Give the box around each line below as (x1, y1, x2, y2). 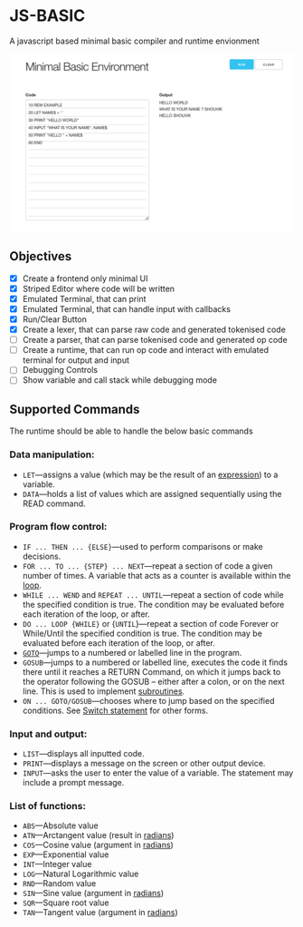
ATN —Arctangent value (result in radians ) (22, 830, 175, 841)
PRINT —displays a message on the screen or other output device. (22, 758, 266, 769)
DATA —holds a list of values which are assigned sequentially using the (22, 488, 282, 499)
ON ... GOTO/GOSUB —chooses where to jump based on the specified (22, 695, 275, 706)
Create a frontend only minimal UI (22, 273, 148, 284)
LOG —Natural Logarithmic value (22, 868, 139, 880)
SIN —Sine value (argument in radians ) (22, 888, 165, 899)
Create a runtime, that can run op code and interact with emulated (22, 345, 270, 356)
